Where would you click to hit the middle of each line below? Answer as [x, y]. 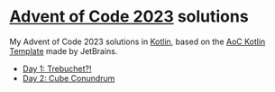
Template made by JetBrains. [64, 51]
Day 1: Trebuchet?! [57, 69]
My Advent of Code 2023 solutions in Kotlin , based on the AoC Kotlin [137, 41]
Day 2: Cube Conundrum [69, 78]
